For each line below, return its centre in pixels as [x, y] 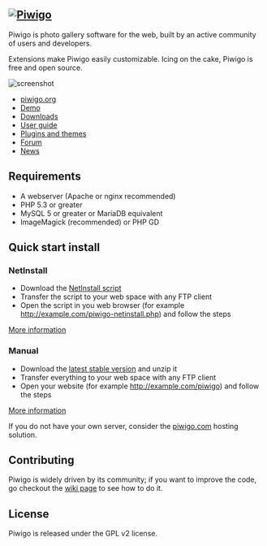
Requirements [45, 177]
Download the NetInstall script [71, 288]
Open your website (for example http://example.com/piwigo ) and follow [140, 386]
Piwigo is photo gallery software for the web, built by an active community [133, 34]
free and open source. [45, 67]
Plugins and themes [53, 133]
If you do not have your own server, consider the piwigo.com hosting [123, 426]
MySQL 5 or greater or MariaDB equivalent [91, 213]
